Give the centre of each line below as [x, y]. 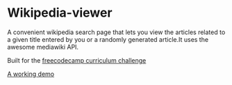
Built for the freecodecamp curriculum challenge [77, 60]
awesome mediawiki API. [43, 47]
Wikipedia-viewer [60, 13]
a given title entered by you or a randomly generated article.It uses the [108, 39]
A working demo [31, 74]
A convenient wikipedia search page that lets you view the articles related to [116, 32]
